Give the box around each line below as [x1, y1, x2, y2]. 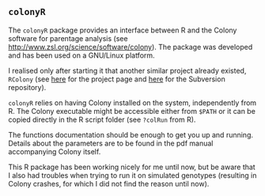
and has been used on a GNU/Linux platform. [8, 51, 156, 60]
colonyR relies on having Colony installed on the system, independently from [8, 98, 257, 107]
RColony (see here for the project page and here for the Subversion [8, 74, 225, 84]
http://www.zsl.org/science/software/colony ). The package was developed [8, 42, 253, 51]
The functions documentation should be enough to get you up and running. [8, 130, 254, 139]
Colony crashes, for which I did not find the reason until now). [8, 179, 210, 188]
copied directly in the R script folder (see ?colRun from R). [8, 115, 196, 124]
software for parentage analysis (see [8, 33, 128, 43]
